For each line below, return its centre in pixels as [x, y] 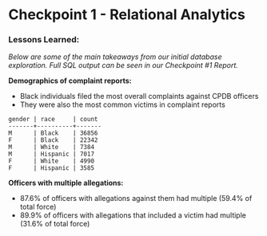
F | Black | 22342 [53, 140]
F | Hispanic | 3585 [51, 168]
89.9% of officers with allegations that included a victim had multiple [133, 215]
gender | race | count [53, 120]
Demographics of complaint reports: [70, 81]
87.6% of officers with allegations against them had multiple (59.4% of [136, 199]
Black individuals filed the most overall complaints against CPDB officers [139, 96]
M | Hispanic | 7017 [51, 154]
